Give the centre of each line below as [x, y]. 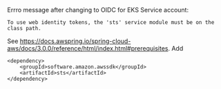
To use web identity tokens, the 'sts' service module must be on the [111, 23]
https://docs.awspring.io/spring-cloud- [75, 41]
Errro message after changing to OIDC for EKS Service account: [98, 10]
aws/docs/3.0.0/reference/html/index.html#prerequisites [88, 48]
